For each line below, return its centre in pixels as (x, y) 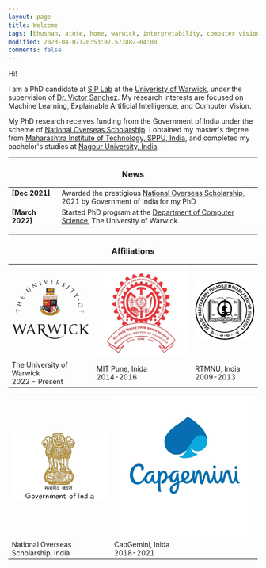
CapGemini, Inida (142, 545)
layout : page (30, 17)
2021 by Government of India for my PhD (129, 201)
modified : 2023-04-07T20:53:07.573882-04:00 (83, 42)
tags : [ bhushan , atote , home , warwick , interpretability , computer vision (134, 33)
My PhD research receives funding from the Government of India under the (131, 121)
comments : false (35, 50)
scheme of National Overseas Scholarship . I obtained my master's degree (129, 130)
